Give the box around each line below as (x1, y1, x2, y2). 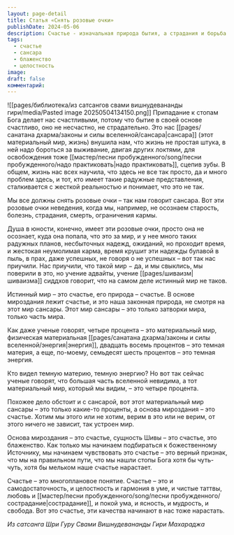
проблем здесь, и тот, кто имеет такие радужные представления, (7, 176, 204, 184)
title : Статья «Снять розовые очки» (7, 17, 114, 24)
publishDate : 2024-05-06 (7, 23, 80, 30)
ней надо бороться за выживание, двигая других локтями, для (7, 145, 196, 154)
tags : (7, 36, 23, 43)
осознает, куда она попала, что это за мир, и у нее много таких (7, 232, 197, 241)
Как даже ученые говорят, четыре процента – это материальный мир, (7, 326, 217, 334)
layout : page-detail (7, 10, 68, 17)
